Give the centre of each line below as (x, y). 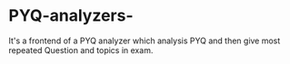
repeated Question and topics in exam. (81, 50)
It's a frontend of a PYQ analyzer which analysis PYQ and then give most (145, 41)
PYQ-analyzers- (71, 16)
